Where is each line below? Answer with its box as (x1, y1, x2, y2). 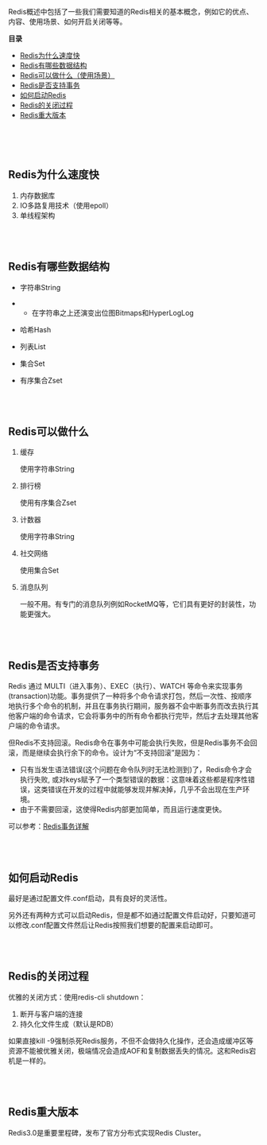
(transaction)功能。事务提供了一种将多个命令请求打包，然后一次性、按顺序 (8, 691, 253, 701)
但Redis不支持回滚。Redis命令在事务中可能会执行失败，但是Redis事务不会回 (8, 738, 257, 747)
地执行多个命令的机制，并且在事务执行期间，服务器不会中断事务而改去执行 (8, 701, 252, 711)
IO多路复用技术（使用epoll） (19, 200, 114, 210)
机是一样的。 (8, 1056, 50, 1065)
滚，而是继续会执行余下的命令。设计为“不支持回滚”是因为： (8, 748, 203, 758)
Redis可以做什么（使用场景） (19, 71, 115, 80)
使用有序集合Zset (19, 498, 77, 507)
